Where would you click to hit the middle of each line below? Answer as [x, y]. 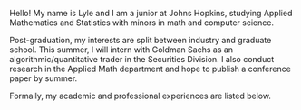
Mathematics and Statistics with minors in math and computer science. [142, 23]
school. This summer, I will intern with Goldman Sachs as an [121, 50]
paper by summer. [44, 78]
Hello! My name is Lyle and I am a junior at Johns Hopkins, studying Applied [151, 13]
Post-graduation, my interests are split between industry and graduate [141, 40]
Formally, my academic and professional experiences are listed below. [141, 96]
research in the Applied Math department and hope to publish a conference [150, 69]
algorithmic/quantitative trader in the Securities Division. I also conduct [142, 59]
